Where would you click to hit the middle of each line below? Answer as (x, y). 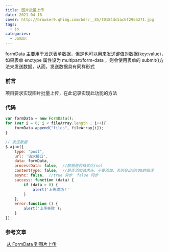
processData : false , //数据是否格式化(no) (59, 166)
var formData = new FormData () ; (40, 119)
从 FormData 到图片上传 (32, 244)
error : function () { (36, 204)
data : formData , (32, 161)
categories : (18, 34)
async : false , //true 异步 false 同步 (56, 175)
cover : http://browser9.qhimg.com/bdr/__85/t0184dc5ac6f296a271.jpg (80, 19)
